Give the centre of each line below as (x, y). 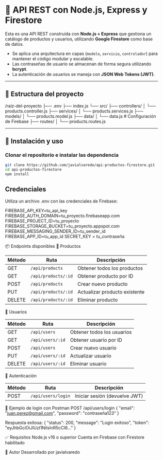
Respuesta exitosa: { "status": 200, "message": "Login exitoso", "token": (77, 423)
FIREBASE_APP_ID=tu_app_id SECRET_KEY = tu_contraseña (65, 236)
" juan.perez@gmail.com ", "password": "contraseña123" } (62, 413)
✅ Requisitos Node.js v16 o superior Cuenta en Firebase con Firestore (75, 437)
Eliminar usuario (88, 364)
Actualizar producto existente (111, 292)
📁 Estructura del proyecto (44, 94)
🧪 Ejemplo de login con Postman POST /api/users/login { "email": (70, 408)
